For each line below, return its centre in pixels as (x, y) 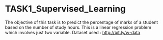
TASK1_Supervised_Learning (66, 9)
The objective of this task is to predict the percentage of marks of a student (81, 22)
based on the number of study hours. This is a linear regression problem (78, 27)
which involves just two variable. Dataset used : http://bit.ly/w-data (73, 32)
